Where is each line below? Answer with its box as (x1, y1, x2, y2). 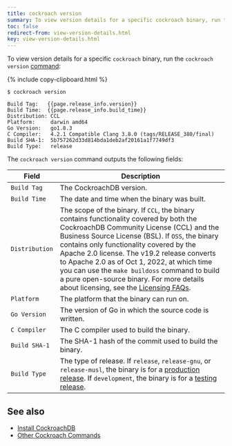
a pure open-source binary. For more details (59, 274, 205, 284)
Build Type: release (7, 143, 72, 150)
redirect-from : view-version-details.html (7, 29, 131, 37)
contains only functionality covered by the (59, 240, 197, 250)
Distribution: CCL (7, 113, 60, 120)
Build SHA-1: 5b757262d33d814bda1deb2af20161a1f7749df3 (7, 137, 175, 144)
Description (120, 172, 161, 181)
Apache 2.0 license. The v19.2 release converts (59, 249, 216, 259)
